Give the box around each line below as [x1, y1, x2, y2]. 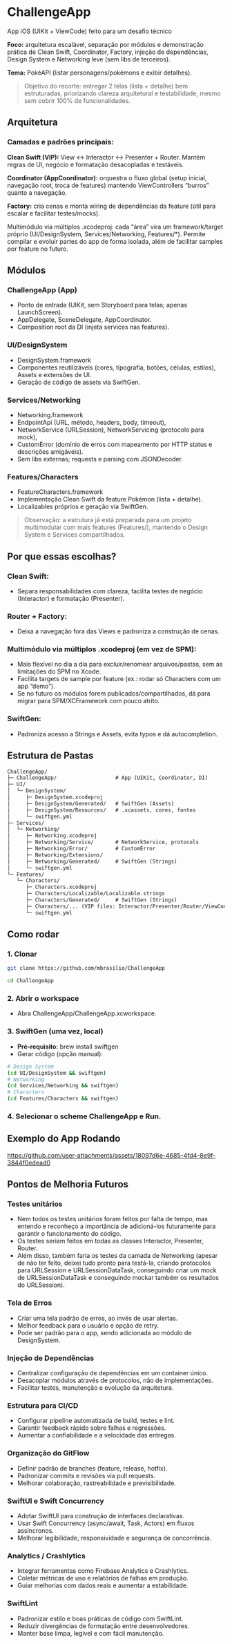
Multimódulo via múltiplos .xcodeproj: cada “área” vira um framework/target [7, 222, 223, 231]
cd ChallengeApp [7, 977, 54, 984]
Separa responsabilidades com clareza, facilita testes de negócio [17, 586, 203, 595]
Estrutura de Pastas [7, 750, 94, 762]
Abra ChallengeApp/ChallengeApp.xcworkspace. [17, 1009, 157, 1017]
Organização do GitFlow [7, 1449, 90, 1458]
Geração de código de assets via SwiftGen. [17, 378, 141, 386]
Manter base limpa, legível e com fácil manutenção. [17, 1629, 164, 1637]
